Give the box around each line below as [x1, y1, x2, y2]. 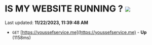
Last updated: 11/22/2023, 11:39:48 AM [5, 19, 89, 25]
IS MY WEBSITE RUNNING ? [5, 3, 124, 14]
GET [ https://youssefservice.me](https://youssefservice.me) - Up [12, 29, 147, 35]
